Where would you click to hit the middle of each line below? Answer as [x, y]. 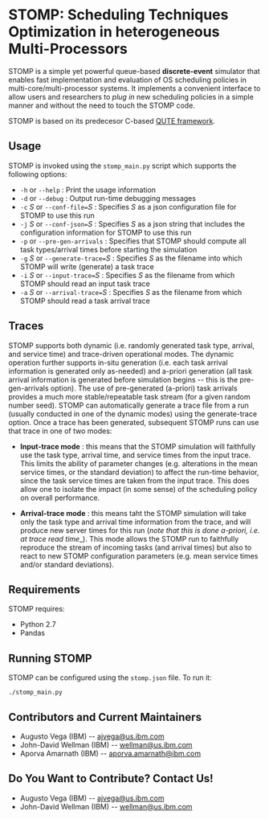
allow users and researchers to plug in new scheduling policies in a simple [131, 96]
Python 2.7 [38, 624]
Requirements [44, 590]
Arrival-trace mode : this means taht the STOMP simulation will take [133, 513]
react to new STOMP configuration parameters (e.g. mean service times [139, 555]
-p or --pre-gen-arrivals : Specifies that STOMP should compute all [133, 241]
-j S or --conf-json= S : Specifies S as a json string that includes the [132, 223]
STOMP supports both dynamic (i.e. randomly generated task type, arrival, [132, 345]
